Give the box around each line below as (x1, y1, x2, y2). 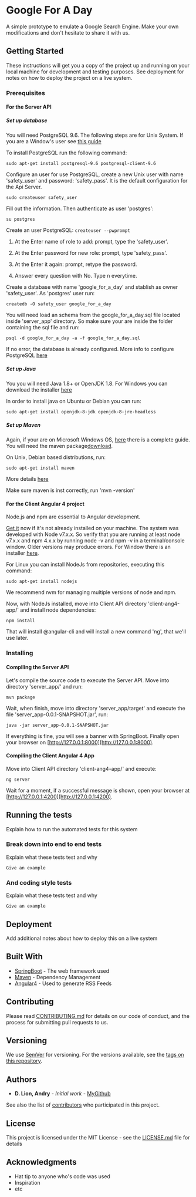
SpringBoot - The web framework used (14, 967, 110, 975)
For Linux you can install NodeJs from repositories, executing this (6, 561, 165, 568)
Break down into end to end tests (6, 840, 102, 848)
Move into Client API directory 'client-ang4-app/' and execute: (6, 765, 157, 772)
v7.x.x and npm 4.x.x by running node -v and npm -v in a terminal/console (6, 537, 185, 544)
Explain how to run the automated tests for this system (6, 825, 138, 832)
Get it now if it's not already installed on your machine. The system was (6, 525, 179, 532)
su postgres (6, 217, 35, 222)
